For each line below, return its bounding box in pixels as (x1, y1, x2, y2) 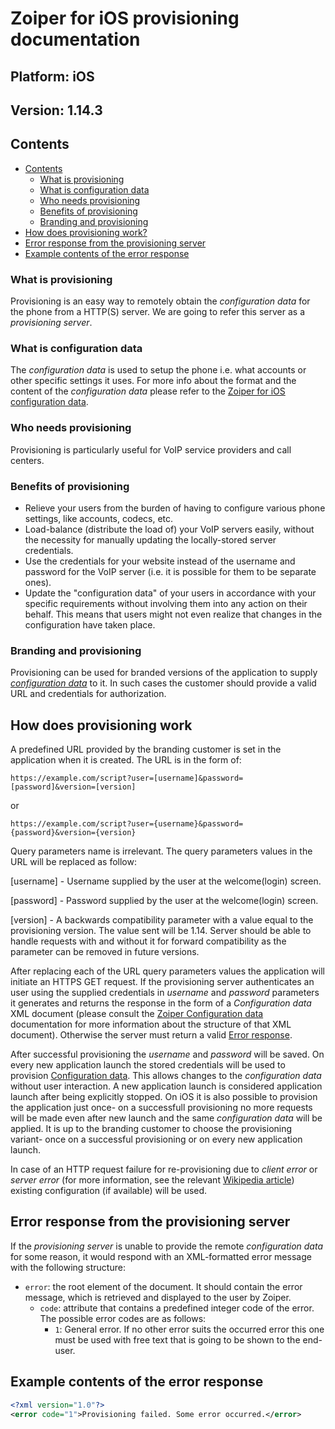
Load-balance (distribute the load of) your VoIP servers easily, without (24, 523, 315, 535)
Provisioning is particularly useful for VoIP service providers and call (10, 443, 292, 456)
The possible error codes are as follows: (39, 1312, 207, 1324)
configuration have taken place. (24, 618, 156, 631)
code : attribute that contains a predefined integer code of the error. (39, 1302, 315, 1314)
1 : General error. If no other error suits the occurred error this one (54, 1323, 325, 1335)
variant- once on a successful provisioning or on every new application (10, 1133, 303, 1146)
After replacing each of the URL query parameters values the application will (10, 965, 325, 977)
